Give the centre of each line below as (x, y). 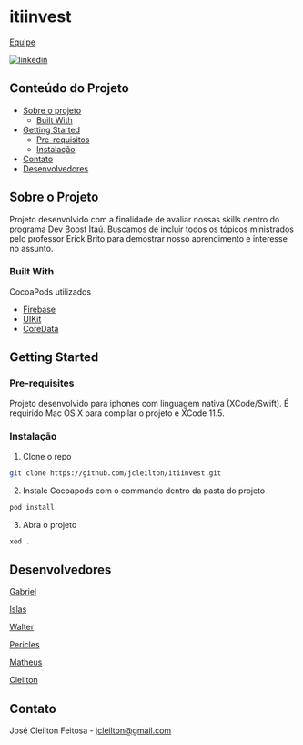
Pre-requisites (42, 383)
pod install (32, 507)
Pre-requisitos (63, 140)
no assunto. (31, 248)
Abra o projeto (50, 524)
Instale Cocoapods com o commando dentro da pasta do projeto (144, 491)
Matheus (26, 662)
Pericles (25, 645)
